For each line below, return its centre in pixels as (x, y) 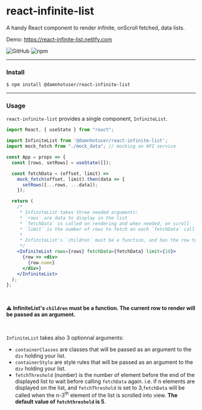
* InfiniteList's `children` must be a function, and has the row (104, 240)
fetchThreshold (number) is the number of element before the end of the (105, 375)
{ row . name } (41, 263)
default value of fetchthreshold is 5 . (60, 402)
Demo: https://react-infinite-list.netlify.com (59, 39)
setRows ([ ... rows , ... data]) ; (60, 185)
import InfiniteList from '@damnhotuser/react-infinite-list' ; (87, 141)
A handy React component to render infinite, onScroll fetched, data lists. (96, 28)
